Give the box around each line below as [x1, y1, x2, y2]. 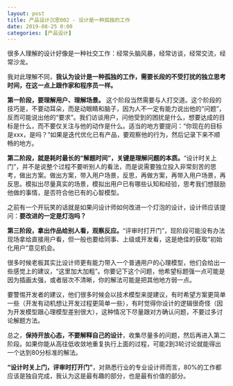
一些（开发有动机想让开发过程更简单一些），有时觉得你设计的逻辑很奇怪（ [7, 299, 217, 308]
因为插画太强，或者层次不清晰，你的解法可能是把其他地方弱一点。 [7, 276, 196, 284]
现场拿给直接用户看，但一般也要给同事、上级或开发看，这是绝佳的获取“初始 [7, 235, 223, 243]
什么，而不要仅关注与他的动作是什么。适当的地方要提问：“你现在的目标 [19, 122, 223, 130]
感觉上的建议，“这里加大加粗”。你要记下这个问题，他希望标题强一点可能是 [12, 267, 225, 275]
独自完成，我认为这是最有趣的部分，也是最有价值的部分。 [25, 371, 189, 380]
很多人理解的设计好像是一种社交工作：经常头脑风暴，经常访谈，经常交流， [7, 49, 220, 57]
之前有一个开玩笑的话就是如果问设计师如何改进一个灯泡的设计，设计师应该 [7, 203, 220, 212]
